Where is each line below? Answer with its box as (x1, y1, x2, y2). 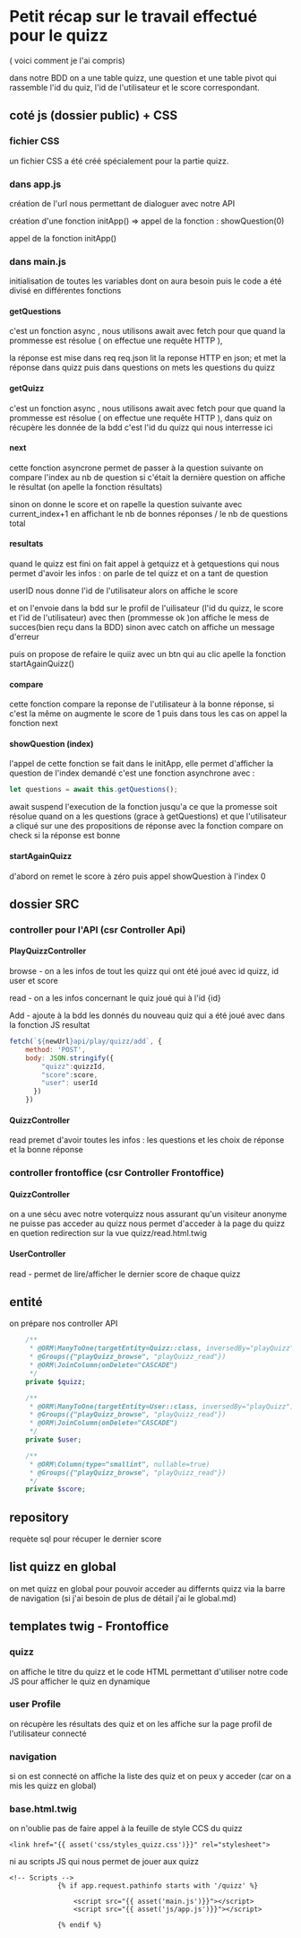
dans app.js (9, 178, 62, 190)
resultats (9, 539, 44, 549)
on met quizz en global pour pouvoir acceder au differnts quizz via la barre (9, 1583, 286, 1594)
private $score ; (25, 1485, 87, 1494)
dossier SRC (9, 896, 80, 912)
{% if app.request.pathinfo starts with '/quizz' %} (56, 1881, 258, 1890)
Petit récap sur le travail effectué (9, 6, 258, 27)
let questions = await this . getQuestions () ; (9, 785, 178, 794)
